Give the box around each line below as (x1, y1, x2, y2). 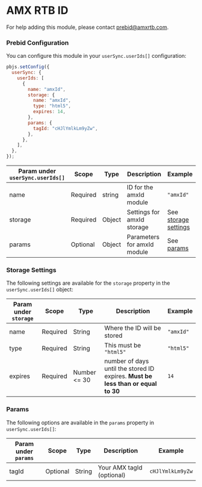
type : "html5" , (32, 103, 71, 109)
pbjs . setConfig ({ (6, 64, 50, 70)
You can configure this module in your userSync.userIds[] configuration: (6, 52, 186, 60)
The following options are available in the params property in (6, 419, 155, 426)
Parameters (127, 233, 160, 241)
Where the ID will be (104, 324, 161, 332)
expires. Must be (104, 372, 153, 380)
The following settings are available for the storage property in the (6, 279, 170, 287)
